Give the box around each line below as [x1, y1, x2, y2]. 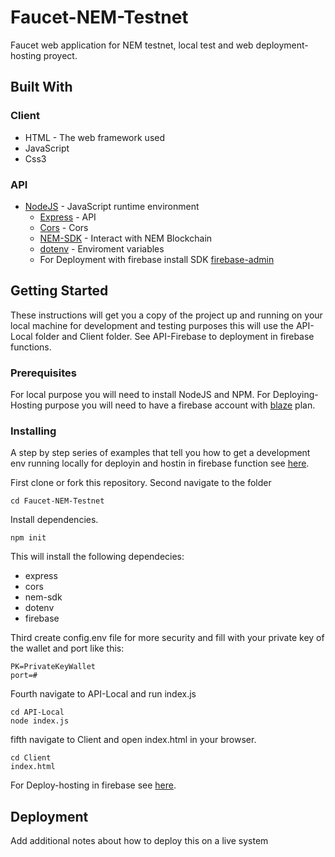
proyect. [43, 49, 78, 61]
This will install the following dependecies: [10, 551, 185, 563]
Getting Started [10, 282, 109, 300]
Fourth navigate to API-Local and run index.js [10, 688, 197, 700]
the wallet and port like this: [10, 642, 125, 655]
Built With [10, 79, 73, 96]
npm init [10, 533, 47, 543]
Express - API [39, 211, 97, 223]
